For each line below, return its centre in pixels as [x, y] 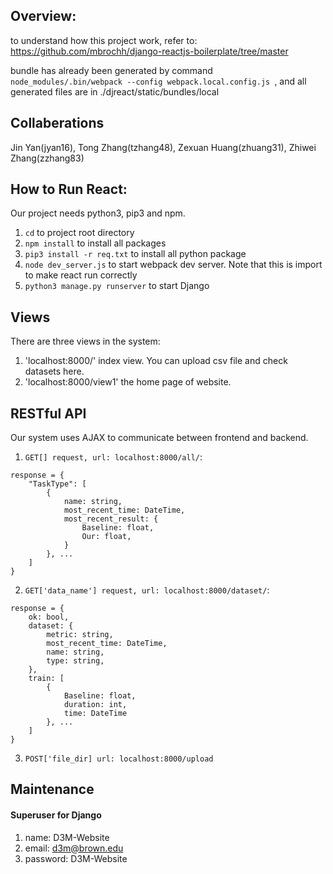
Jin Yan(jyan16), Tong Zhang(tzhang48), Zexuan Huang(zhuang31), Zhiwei [163, 147]
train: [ [46, 679]
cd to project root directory [79, 233]
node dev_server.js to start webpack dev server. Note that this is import [173, 265]
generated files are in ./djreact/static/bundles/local [115, 91]
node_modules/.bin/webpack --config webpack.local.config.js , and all [158, 81]
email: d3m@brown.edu [74, 848]
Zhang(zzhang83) [47, 158]
